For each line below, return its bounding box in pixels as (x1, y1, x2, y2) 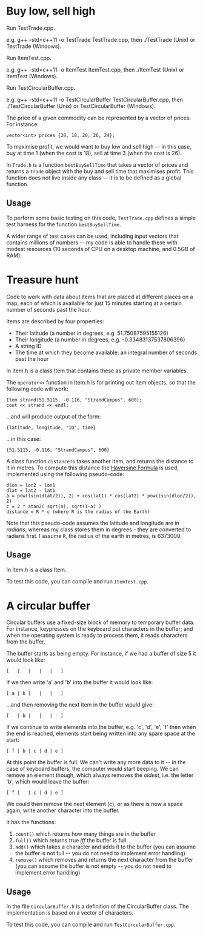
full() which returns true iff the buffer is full (15, 837, 127, 844)
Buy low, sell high (6, 4, 96, 18)
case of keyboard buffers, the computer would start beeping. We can (6, 765, 179, 773)
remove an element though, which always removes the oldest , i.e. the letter (6, 771, 194, 779)
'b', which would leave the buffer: (6, 778, 90, 785)
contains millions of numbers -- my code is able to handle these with (6, 238, 178, 246)
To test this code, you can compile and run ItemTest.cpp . (6, 577, 148, 585)
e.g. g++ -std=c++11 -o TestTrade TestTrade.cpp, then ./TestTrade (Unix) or (6, 36, 196, 43)
